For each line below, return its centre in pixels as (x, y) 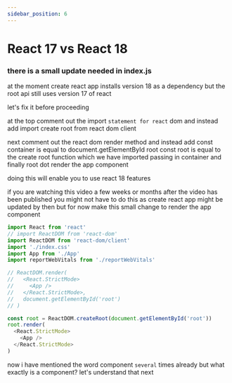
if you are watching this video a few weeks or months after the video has (112, 192)
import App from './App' (44, 254)
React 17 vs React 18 (67, 48)
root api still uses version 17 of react (59, 94)
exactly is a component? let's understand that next (80, 372)
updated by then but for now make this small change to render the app (109, 207)
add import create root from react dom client (72, 128)
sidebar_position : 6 (38, 14)
